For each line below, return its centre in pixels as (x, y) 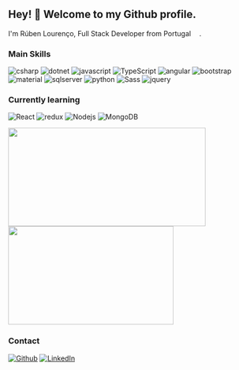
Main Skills (30, 54)
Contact (24, 341)
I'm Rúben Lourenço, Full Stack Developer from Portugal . (105, 33)
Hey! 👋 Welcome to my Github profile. (103, 15)
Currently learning (44, 100)
